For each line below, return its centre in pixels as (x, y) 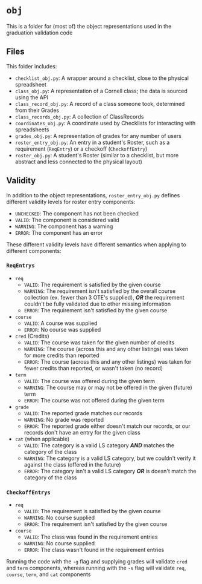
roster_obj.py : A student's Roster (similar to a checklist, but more (97, 155)
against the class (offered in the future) (73, 464)
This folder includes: (32, 66)
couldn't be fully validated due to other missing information (97, 304)
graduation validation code (39, 33)
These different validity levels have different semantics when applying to (96, 244)
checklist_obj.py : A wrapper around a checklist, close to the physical (102, 78)
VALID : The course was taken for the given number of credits (99, 342)
